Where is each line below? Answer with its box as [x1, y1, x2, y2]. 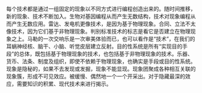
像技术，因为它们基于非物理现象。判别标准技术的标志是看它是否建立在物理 [6, 28, 191, 35]
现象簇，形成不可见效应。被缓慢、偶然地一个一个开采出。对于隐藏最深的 [6, 73, 185, 80]
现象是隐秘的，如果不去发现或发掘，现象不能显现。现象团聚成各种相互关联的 [6, 65, 196, 72]
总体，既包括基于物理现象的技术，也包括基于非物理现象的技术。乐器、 [19, 50, 194, 57]
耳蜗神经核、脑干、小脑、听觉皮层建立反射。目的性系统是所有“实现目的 [6, 43, 183, 50]
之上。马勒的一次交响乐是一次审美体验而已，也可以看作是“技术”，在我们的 [11, 35, 195, 42]
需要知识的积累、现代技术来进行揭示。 [16, 80, 112, 87]
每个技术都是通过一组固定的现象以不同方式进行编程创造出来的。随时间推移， [6, 5, 196, 12]
